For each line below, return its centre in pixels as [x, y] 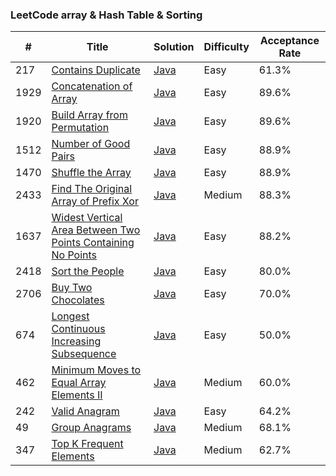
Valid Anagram [85, 411]
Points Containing [93, 243]
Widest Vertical [87, 218]
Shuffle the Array [91, 173]
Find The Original [92, 189]
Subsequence [84, 354]
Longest [70, 316]
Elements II [77, 395]
